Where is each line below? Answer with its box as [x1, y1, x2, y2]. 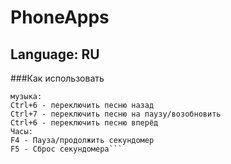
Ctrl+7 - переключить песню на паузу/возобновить [10, 109, 222, 119]
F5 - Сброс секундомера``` [10, 144, 123, 154]
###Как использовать [10, 72, 105, 84]
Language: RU [10, 46, 100, 63]
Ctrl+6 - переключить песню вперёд [10, 118, 159, 128]
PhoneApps [10, 6, 110, 29]
